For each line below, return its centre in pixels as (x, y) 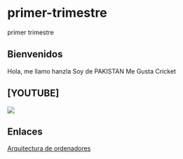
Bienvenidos (35, 54)
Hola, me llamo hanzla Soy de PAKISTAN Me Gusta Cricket (92, 71)
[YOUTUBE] (33, 94)
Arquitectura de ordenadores (49, 148)
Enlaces (25, 131)
